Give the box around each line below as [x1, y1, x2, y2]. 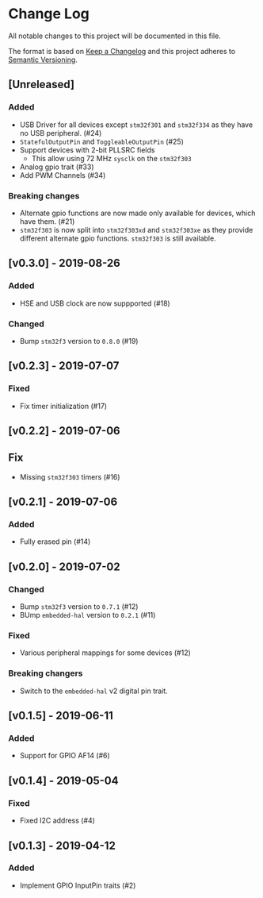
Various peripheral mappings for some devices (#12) [19, 648, 192, 657]
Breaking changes [8, 190, 80, 201]
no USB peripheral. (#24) [19, 128, 102, 137]
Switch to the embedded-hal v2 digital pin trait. [19, 686, 168, 696]
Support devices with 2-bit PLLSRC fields [19, 145, 155, 155]
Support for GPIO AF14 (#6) [19, 751, 111, 761]
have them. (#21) [19, 216, 75, 226]
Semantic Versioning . [8, 55, 78, 64]
